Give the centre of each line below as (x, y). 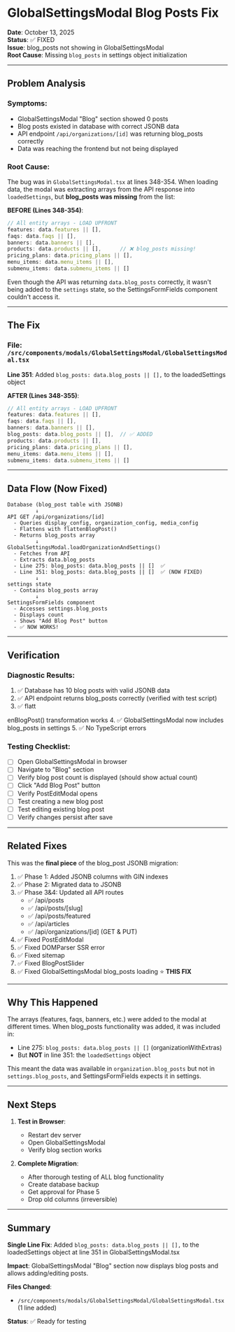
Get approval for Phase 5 (64, 1192)
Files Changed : (30, 1287)
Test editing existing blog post (61, 809)
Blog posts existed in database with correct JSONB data (98, 126)
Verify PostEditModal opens (57, 793)
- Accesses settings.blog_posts (61, 609)
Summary (29, 1228)
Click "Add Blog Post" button (59, 786)
